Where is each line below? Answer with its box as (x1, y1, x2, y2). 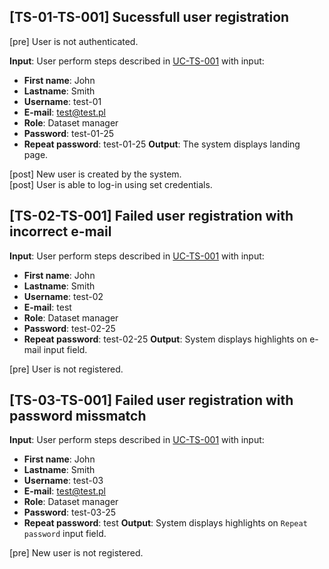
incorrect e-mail (9, 223, 112, 240)
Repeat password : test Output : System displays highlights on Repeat (23, 517, 308, 529)
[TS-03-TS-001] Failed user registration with (9, 392, 294, 409)
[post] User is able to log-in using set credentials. (9, 178, 213, 190)
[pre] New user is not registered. (9, 547, 144, 559)
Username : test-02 (23, 290, 104, 302)
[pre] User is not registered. (9, 363, 124, 375)
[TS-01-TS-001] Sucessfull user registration (9, 9, 290, 26)
